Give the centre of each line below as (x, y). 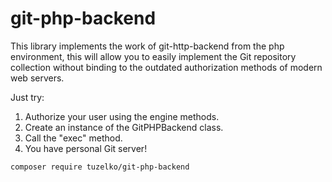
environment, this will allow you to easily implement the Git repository (153, 56)
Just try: (27, 97)
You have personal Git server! (86, 148)
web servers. (37, 78)
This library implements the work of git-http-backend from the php (147, 46)
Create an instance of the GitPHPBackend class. (124, 127)
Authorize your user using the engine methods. (122, 116)
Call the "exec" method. (73, 138)
